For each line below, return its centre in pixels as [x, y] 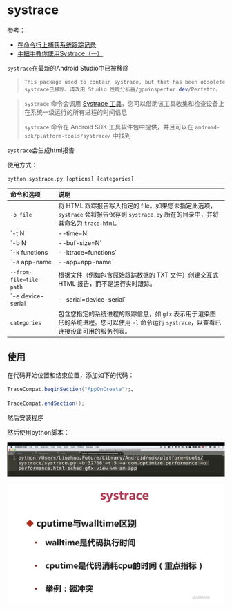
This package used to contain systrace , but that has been [111, 82]
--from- [21, 272]
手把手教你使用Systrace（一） [60, 53]
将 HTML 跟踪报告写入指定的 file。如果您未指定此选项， [137, 206]
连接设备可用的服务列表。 [95, 331]
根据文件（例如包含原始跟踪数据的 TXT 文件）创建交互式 [138, 275]
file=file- [26, 280]
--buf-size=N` [80, 243]
